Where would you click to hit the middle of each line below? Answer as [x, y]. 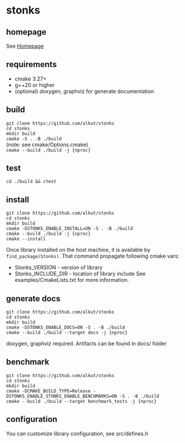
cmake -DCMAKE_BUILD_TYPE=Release [49, 391]
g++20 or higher [34, 85]
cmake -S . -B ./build [34, 139]
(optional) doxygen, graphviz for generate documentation [84, 91]
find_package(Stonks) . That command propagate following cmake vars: [93, 256]
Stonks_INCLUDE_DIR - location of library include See [80, 274]
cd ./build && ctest [32, 182]
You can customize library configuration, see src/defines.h [77, 434]
